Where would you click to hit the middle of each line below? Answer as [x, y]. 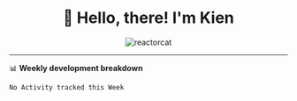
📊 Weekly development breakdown [76, 68]
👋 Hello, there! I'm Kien [148, 18]
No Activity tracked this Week [67, 87]
